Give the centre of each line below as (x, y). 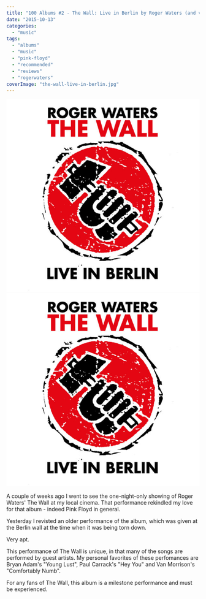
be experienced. (27, 589)
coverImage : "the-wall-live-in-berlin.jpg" (63, 84)
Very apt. (18, 540)
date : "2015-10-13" (31, 19)
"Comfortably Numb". (34, 571)
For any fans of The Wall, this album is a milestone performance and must (99, 583)
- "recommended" (32, 64)
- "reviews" (27, 71)
